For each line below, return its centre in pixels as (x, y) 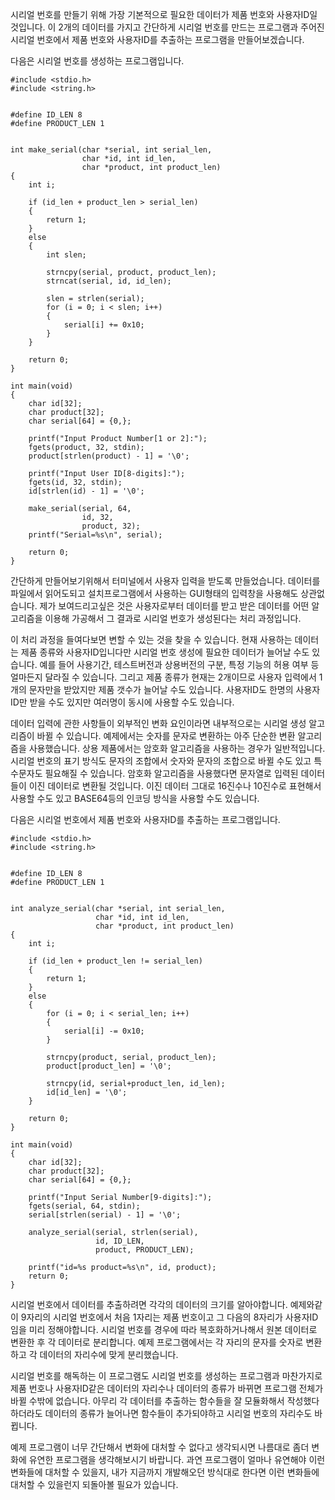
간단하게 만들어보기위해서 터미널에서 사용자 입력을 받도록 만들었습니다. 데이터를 (165, 581)
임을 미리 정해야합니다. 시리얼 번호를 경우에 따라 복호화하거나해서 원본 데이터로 (164, 1329)
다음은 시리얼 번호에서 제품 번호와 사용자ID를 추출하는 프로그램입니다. (145, 819)
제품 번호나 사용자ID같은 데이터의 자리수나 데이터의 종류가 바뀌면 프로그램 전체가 (167, 1388)
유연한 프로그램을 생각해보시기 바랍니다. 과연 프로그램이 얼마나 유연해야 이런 (177, 1459)
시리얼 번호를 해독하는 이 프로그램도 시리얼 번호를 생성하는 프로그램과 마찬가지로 (166, 1376)
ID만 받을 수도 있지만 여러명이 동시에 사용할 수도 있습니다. (122, 702)
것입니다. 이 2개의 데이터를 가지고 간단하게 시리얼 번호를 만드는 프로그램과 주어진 (167, 27)
